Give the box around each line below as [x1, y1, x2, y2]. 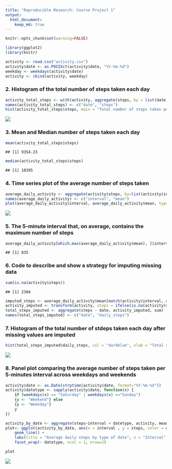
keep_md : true [14, 22, 45, 27]
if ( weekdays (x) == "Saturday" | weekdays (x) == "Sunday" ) [14, 392, 141, 398]
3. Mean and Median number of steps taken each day [5, 129, 140, 136]
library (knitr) [5, 50, 38, 55]
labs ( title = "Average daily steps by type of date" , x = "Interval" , [14, 435, 168, 440]
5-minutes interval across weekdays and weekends [5, 371, 137, 378]
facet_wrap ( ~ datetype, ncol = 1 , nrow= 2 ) [14, 440, 106, 445]
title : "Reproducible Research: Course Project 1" [5, 7, 116, 13]
